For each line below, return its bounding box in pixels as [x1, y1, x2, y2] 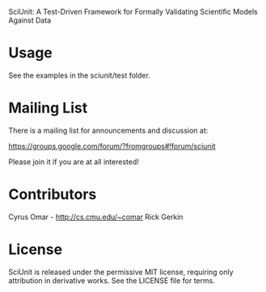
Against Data [8, 15, 52, 25]
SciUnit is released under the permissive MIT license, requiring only [8, 267, 234, 277]
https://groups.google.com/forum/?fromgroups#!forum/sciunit [8, 141, 216, 150]
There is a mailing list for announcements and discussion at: [8, 125, 209, 135]
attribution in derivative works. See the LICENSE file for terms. [8, 275, 216, 286]
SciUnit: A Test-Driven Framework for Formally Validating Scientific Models [8, 7, 258, 16]
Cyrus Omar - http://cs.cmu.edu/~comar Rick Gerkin [8, 212, 184, 222]
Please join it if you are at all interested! [8, 157, 140, 167]
